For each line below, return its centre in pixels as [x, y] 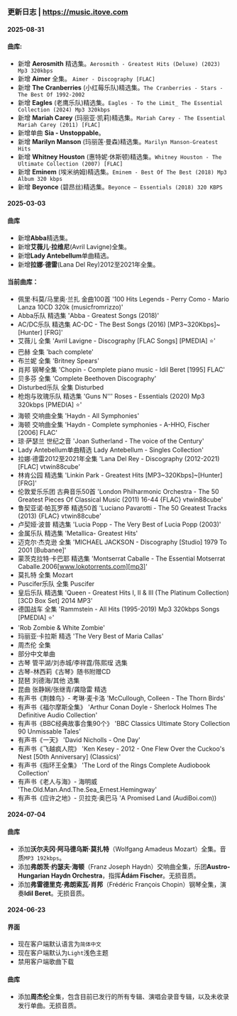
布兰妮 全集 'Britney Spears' [58, 360]
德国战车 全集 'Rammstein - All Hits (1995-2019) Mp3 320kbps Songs [118, 609]
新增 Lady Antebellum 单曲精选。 [65, 255]
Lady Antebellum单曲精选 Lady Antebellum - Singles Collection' [111, 450]
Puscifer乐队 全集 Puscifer [56, 583]
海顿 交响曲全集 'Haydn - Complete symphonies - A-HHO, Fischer [114, 424]
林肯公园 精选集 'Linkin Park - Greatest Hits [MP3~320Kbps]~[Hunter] [120, 475]
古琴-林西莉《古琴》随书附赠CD [64, 671]
